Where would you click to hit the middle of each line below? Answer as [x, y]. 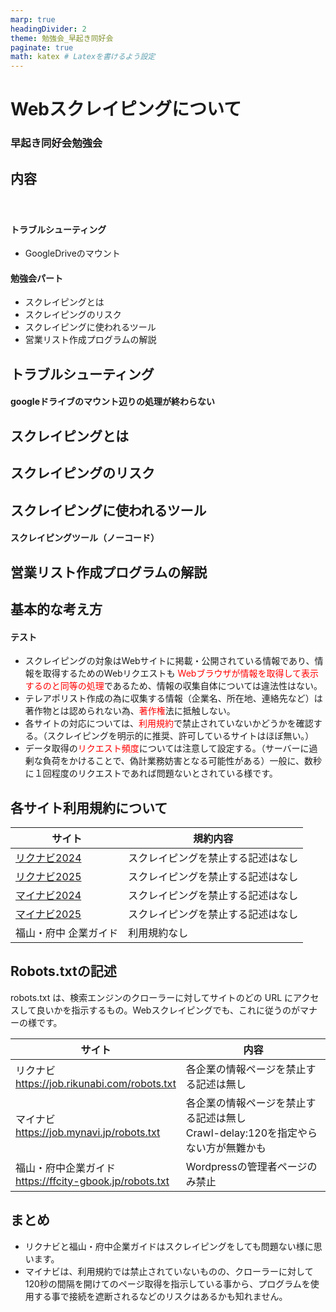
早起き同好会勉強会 [56, 143]
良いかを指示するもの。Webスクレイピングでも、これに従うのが [168, 1010]
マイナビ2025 [48, 914]
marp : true [33, 19]
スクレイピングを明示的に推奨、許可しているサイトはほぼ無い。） [180, 736]
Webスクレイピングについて [126, 109]
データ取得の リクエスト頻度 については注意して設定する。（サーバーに [167, 748]
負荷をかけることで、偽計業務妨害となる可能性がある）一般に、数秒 [182, 761]
